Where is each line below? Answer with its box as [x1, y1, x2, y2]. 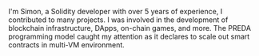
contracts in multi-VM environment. [8, 40, 126, 50]
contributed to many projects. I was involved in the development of [8, 15, 229, 24]
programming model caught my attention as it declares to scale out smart [8, 32, 250, 41]
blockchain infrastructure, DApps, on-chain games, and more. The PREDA [8, 24, 252, 32]
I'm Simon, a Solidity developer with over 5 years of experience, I [8, 7, 223, 16]
